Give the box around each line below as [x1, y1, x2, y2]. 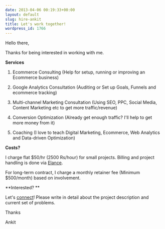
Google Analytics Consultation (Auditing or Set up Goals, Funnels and [12, 84, 156, 91]
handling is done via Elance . [5, 160, 63, 166]
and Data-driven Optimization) [12, 135, 75, 141]
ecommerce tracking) [12, 90, 57, 96]
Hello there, [5, 40, 29, 46]
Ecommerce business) [12, 74, 59, 81]
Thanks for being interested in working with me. [5, 50, 104, 56]
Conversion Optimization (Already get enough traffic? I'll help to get [12, 114, 152, 121]
